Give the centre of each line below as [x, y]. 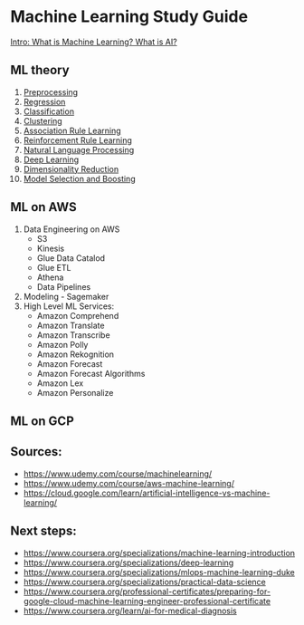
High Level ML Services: [69, 306]
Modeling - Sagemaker [66, 296]
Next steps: [44, 531]
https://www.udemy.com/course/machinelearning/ [118, 474]
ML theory [40, 70]
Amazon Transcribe [74, 335]
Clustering [43, 120]
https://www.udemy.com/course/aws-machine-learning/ [128, 483]
